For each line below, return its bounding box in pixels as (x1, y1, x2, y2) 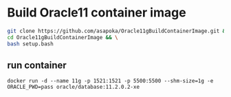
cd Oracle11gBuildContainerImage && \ (7, 34, 118, 41)
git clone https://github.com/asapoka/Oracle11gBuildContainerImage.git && (7, 28, 229, 34)
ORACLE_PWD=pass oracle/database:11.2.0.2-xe (7, 84, 140, 91)
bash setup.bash (7, 40, 54, 47)
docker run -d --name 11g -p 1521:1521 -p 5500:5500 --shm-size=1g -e (7, 78, 214, 85)
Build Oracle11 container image (7, 5, 187, 21)
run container (7, 59, 67, 71)
